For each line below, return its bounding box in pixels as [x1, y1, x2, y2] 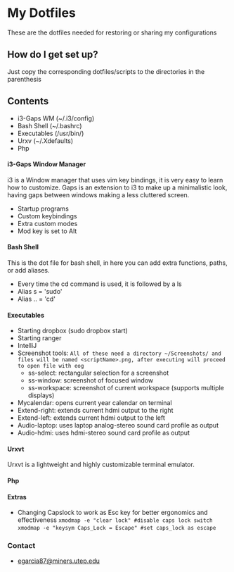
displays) [27, 391, 55, 399]
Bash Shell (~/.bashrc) [17, 121, 82, 130]
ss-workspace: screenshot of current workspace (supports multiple [27, 384, 225, 392]
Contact [7, 541, 36, 551]
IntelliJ [17, 342, 37, 350]
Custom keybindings [17, 211, 77, 220]
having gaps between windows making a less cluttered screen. [7, 190, 190, 199]
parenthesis [7, 75, 42, 83]
